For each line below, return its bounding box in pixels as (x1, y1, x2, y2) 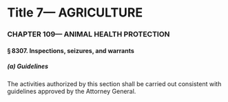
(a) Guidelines (7, 62, 49, 70)
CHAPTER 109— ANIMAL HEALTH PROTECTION (7, 30, 170, 39)
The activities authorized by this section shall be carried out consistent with (7, 79, 222, 88)
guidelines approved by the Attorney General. (7, 87, 136, 95)
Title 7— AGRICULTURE (7, 5, 143, 21)
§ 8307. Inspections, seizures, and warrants (7, 46, 134, 54)
